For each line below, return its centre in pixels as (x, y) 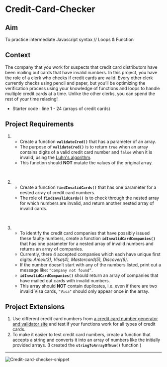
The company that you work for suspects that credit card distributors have (81, 67)
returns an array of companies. (51, 249)
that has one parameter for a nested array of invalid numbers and (86, 244)
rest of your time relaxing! (32, 99)
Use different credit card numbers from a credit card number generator (85, 319)
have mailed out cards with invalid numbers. (65, 280)
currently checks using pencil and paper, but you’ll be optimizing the (75, 83)
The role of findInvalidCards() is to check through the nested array (89, 198)
